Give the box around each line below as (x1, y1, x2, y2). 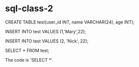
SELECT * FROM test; (5, 47, 50, 53)
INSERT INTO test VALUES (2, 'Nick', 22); (5, 38, 88, 44)
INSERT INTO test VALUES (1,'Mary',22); (5, 28, 86, 34)
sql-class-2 (5, 3, 53, 14)
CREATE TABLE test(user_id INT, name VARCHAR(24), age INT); (5, 19, 135, 25)
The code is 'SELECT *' (5, 57, 53, 63)
